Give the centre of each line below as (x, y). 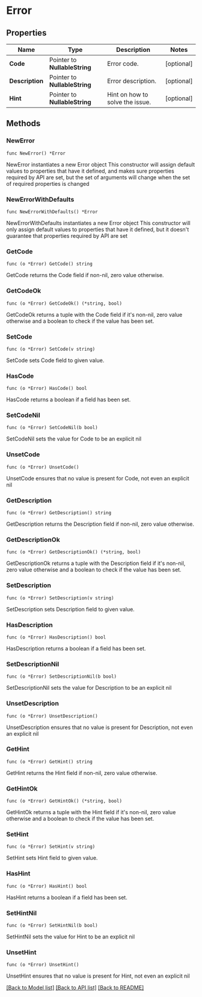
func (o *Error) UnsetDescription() (52, 716)
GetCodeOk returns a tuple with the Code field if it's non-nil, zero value (94, 314)
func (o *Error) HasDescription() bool (56, 637)
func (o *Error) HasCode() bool (47, 389)
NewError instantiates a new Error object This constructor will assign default (101, 164)
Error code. (123, 64)
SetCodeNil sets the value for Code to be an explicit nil (74, 439)
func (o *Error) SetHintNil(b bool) (52, 926)
